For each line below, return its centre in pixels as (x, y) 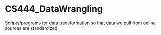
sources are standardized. (32, 28)
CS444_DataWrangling (54, 9)
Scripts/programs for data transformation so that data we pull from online (80, 23)
